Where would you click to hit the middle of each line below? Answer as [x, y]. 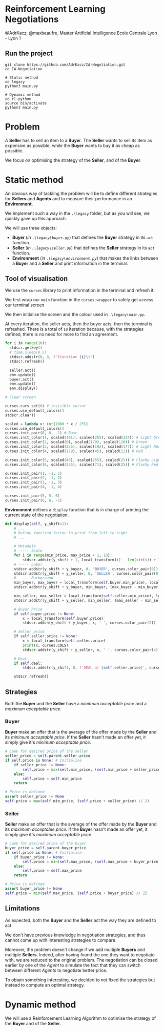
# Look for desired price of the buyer [46, 843]
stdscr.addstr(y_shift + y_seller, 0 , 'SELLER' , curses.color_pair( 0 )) [88, 573]
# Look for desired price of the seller [47, 751]
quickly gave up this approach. [36, 218]
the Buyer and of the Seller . [33, 1023]
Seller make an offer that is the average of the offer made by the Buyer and [81, 824]
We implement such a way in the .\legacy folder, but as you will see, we [77, 213]
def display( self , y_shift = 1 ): [37, 524]
